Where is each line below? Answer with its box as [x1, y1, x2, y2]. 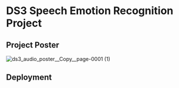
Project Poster [6, 40, 60, 50]
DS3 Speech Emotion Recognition [6, 4, 174, 18]
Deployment [6, 72, 52, 83]
